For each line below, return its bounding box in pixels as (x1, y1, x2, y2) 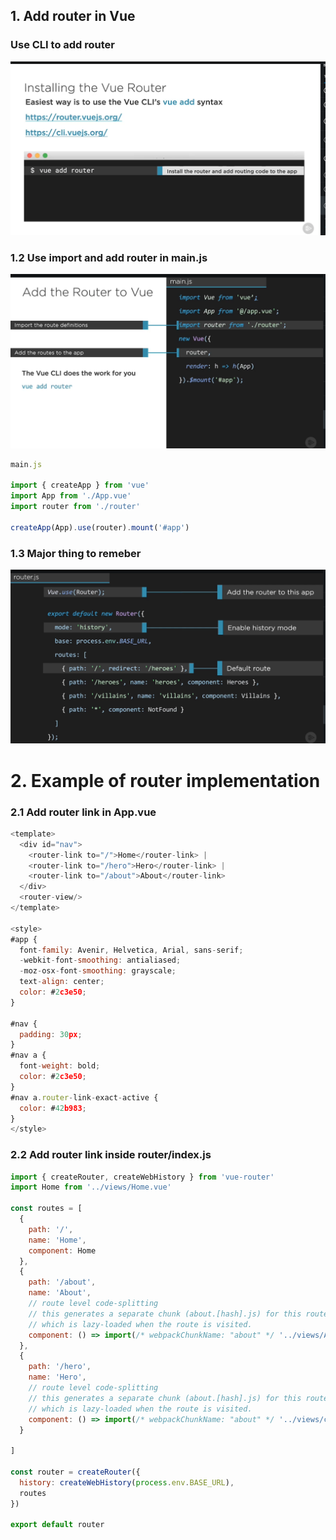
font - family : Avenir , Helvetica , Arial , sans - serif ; (19, 945, 244, 955)
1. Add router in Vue (10, 8, 136, 25)
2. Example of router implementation (10, 769, 321, 792)
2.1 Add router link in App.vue (10, 805, 157, 819)
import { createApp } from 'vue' (10, 480, 150, 491)
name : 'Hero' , (28, 1372, 87, 1383)
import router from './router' (10, 502, 141, 512)
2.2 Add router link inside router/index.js (10, 1148, 212, 1162)
